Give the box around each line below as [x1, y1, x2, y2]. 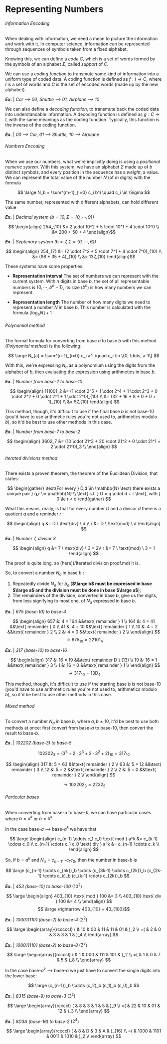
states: [5, 476, 19, 482]
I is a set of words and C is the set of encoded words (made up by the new [5, 81, 159, 88]
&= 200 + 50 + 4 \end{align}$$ [51, 229, 116, 235]
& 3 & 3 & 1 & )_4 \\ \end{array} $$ [49, 931, 119, 937]
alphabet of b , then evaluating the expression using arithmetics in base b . [5, 369, 156, 375]
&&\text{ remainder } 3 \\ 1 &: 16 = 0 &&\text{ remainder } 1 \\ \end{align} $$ [7, 662, 161, 668]
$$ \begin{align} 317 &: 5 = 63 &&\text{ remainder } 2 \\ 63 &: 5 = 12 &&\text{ [5, 761, 162, 767]
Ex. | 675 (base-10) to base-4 [5, 608, 66, 614]
